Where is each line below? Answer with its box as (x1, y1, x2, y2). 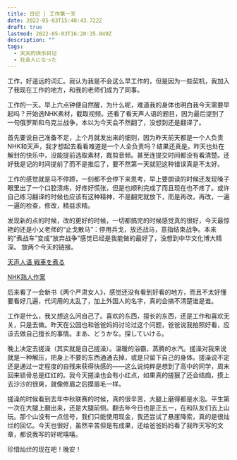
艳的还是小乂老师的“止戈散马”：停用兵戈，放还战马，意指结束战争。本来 (7, 225, 217, 233)
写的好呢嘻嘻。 (37, 430, 82, 438)
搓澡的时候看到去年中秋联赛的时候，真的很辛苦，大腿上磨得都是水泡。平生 (7, 394, 224, 403)
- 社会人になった (13, 57, 57, 64)
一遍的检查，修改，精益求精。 (7, 201, 94, 209)
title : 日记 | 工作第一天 (7, 10, 76, 18)
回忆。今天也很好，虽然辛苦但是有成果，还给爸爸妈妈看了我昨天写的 (19, 421, 217, 430)
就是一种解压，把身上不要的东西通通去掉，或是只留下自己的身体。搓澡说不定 (7, 353, 230, 361)
